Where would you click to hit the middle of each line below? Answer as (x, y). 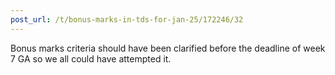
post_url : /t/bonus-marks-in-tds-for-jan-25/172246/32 (127, 19)
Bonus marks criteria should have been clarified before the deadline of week (168, 48)
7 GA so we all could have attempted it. (91, 58)
